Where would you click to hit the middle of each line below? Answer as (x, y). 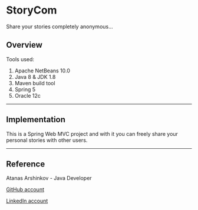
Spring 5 (25, 89)
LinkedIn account (27, 201)
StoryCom (32, 10)
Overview (24, 45)
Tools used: (20, 59)
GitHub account (25, 189)
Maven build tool (35, 83)
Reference (26, 164)
